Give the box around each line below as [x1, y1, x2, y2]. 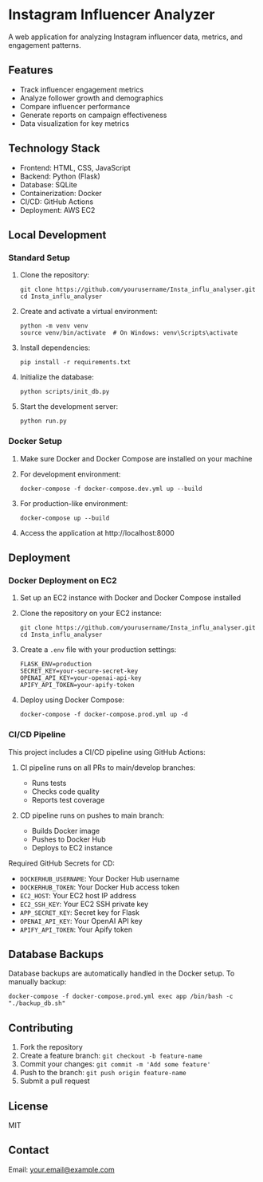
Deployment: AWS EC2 [19, 205, 96, 214]
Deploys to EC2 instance [31, 842, 113, 852]
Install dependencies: [19, 343, 91, 352]
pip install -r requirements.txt [19, 359, 131, 367]
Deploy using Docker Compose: [19, 695, 125, 705]
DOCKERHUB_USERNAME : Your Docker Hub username [19, 874, 180, 883]
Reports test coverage [31, 795, 105, 804]
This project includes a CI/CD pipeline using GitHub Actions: [8, 747, 206, 756]
